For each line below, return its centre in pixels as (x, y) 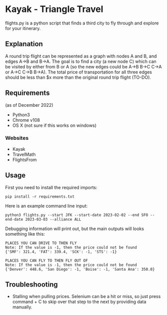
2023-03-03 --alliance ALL (53, 219)
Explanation (24, 44)
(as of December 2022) (29, 105)
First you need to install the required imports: (51, 187)
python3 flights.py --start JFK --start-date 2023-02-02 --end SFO (77, 215)
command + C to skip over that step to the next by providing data (79, 302)
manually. (22, 307)
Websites (17, 138)
